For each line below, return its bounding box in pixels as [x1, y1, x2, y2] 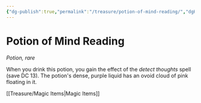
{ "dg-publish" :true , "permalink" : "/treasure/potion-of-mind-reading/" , [6, 8, 186, 15]
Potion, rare [6, 54, 35, 61]
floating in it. [6, 78, 37, 85]
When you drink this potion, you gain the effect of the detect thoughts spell [6, 65, 191, 73]
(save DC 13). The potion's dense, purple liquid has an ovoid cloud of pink [6, 72, 188, 79]
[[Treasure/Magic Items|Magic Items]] [6, 90, 100, 97]
